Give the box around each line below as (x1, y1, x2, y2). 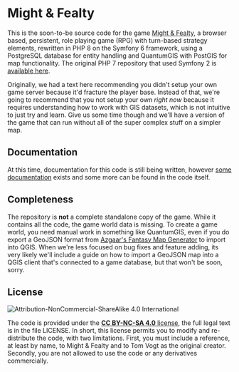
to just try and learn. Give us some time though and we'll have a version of (7, 110, 225, 119)
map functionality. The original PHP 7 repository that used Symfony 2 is (7, 58, 217, 67)
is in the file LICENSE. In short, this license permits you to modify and (7, 326, 210, 335)
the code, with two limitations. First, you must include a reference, (36, 334, 230, 343)
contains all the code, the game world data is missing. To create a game (7, 219, 218, 229)
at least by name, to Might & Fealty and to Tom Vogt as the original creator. (7, 341, 226, 350)
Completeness (7, 194, 74, 206)
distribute (7, 334, 36, 343)
